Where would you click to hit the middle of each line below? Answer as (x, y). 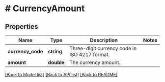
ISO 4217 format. (90, 54)
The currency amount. (95, 62)
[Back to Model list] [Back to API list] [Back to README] (61, 74)
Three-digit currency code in (103, 48)
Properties (22, 27)
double (56, 62)
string (55, 51)
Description (104, 40)
